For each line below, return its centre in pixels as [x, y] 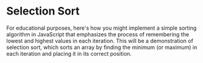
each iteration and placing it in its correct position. [69, 53]
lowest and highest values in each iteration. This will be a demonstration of [100, 41]
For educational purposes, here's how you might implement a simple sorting [101, 28]
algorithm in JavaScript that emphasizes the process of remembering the [98, 34]
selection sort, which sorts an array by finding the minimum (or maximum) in [102, 47]
